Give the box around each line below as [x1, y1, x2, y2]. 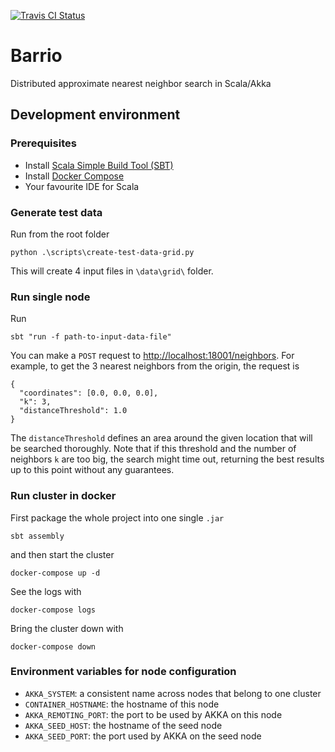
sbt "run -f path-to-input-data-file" [10, 332, 172, 342]
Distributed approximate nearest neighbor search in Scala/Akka [10, 77, 272, 89]
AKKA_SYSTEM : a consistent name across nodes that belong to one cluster [24, 687, 322, 699]
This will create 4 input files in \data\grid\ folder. [10, 265, 214, 277]
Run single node [10, 290, 91, 304]
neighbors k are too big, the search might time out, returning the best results [10, 453, 325, 465]
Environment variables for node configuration [10, 665, 237, 679]
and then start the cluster [10, 548, 115, 560]
